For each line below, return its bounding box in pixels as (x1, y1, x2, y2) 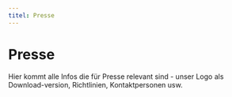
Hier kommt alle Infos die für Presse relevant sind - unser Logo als (8, 72, 224, 81)
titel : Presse (8, 11, 55, 20)
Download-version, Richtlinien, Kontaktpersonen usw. (8, 80, 184, 89)
